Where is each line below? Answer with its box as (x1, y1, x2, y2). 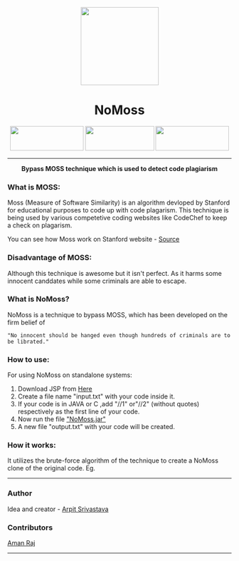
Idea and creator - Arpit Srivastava (7, 505, 109, 513)
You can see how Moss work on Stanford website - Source (7, 235, 180, 244)
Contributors (7, 523, 53, 532)
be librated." (7, 338, 50, 345)
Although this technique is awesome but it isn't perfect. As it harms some (7, 269, 222, 277)
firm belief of (7, 318, 46, 326)
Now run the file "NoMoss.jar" (17, 415, 107, 423)
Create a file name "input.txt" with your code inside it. (17, 392, 176, 401)
